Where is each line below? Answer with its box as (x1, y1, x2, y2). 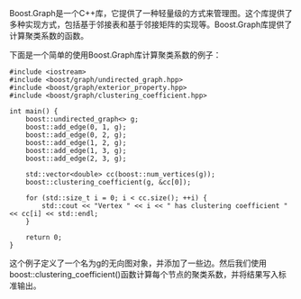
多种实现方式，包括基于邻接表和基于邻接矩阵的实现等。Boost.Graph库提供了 (9, 19, 293, 30)
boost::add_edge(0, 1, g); (25, 122, 127, 131)
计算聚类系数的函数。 (9, 31, 88, 41)
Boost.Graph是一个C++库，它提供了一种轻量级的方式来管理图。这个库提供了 (9, 8, 293, 18)
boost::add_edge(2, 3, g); (25, 154, 127, 163)
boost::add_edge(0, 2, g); (25, 131, 127, 140)
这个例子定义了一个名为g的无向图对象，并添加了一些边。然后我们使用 (9, 258, 268, 268)
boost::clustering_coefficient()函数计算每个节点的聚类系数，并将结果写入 (9, 269, 279, 279)
